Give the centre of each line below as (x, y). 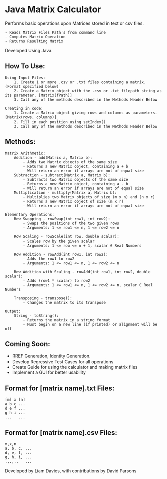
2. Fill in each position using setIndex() (60, 122)
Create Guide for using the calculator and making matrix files (75, 367)
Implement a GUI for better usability (49, 372)
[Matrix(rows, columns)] (31, 117)
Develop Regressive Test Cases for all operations (63, 362)
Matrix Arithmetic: (25, 153)
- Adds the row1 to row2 (49, 259)
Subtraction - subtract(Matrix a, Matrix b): (62, 175)
